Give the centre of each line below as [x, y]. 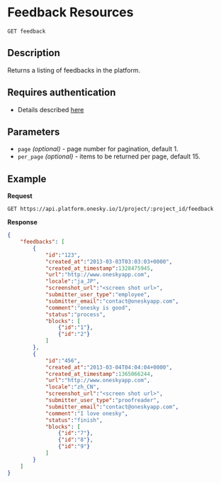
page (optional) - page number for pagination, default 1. [98, 149]
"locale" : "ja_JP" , [72, 281]
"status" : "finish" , [74, 420]
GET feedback [27, 31]
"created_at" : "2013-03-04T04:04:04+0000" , [109, 367]
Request [20, 196]
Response [22, 222]
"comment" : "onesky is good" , [88, 308]
